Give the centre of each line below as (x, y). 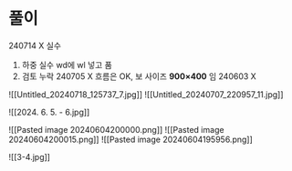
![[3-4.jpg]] (30, 156)
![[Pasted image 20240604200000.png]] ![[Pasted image (116, 129)
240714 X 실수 (35, 45)
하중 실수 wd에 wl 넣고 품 (67, 65)
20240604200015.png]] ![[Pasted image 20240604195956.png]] (130, 139)
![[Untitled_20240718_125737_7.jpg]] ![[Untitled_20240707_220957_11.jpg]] (146, 94)
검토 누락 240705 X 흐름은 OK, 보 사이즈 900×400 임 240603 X (139, 76)
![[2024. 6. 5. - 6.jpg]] (49, 112)
